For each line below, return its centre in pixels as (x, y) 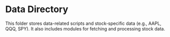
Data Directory (37, 9)
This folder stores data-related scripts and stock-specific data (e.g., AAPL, (83, 23)
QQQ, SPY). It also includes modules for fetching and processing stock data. (85, 28)
